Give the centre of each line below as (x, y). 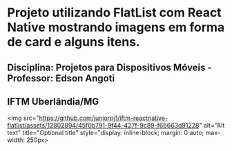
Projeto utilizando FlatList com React (115, 13)
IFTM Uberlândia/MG (53, 101)
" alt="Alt (212, 125)
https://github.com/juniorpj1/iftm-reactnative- (103, 118)
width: (16, 140)
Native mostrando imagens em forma (116, 27)
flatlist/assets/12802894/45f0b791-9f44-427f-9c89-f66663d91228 (103, 125)
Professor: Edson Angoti (61, 78)
